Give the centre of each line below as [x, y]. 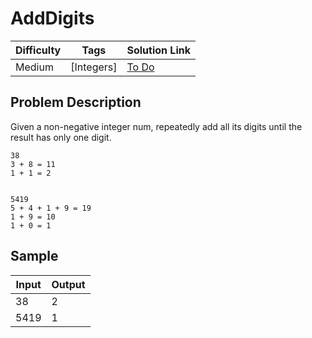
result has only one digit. [61, 137]
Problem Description [76, 102]
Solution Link [158, 50]
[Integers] [94, 67]
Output [68, 284]
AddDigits [52, 18]
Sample [34, 256]
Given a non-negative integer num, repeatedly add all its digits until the [156, 126]
